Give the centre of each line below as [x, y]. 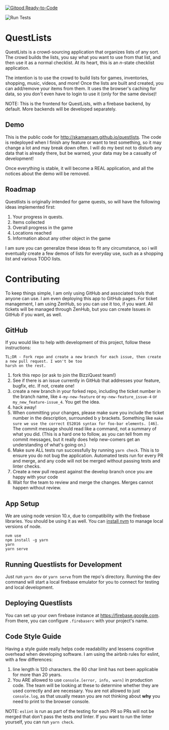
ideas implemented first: [30, 207]
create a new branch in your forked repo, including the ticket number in [87, 391]
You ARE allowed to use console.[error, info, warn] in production [82, 680]
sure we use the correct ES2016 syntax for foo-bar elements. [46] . [86, 423]
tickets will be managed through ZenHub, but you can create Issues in [78, 309]
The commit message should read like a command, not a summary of [84, 429]
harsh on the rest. [26, 366]
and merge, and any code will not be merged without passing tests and [86, 461]
